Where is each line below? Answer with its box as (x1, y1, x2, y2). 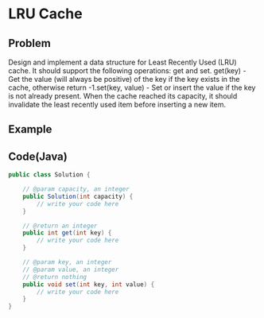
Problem (8, 37, 52, 50)
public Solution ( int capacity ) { (22, 192, 134, 200)
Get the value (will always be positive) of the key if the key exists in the (8, 75, 240, 83)
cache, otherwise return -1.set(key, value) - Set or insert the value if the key (8, 83, 256, 92)
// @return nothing (22, 273, 87, 281)
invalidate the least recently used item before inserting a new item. (8, 100, 227, 109)
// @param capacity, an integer (22, 185, 130, 193)
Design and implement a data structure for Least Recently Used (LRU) (8, 57, 237, 67)
